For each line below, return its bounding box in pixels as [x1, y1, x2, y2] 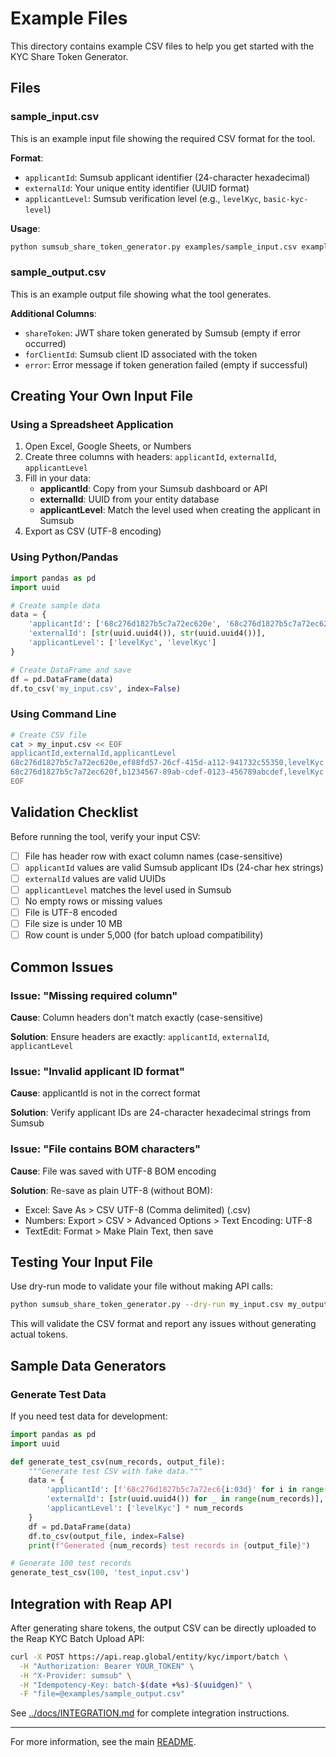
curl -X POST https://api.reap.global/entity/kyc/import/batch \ [10, 1652, 288, 1662]
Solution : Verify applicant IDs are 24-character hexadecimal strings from [10, 1107, 312, 1119]
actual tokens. [10, 1328, 68, 1341]
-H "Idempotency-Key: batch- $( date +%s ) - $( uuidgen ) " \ [19, 1680, 253, 1690]
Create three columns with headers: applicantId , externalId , [24, 451, 277, 463]
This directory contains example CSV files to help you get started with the [10, 40, 315, 52]
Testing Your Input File [10, 1253, 154, 1271]
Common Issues [10, 958, 114, 976]
